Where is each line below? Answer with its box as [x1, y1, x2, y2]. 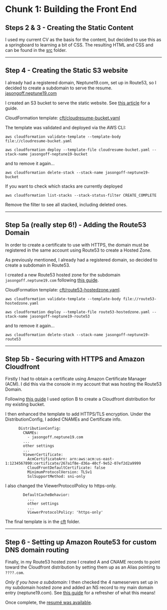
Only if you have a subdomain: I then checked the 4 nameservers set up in [5, 579, 158, 585]
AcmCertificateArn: [27, 457, 68, 462]
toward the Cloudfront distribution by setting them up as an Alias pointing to [5, 564, 161, 570]
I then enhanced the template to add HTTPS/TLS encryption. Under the [5, 411, 151, 417]
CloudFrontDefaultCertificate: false [27, 465, 106, 470]
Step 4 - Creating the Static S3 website [5, 66, 128, 75]
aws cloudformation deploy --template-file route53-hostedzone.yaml [5, 309, 150, 314]
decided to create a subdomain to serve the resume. [5, 85, 113, 91]
